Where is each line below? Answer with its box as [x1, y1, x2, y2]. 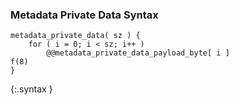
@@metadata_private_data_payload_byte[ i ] [46, 48, 230, 58]
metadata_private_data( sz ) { [10, 31, 141, 41]
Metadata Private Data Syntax [10, 8, 159, 22]
